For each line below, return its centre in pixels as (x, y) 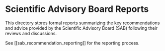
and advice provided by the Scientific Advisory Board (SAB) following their (82, 28)
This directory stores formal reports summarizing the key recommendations (82, 23)
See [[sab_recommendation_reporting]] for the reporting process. (72, 43)
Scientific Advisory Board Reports (77, 9)
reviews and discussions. (31, 33)
